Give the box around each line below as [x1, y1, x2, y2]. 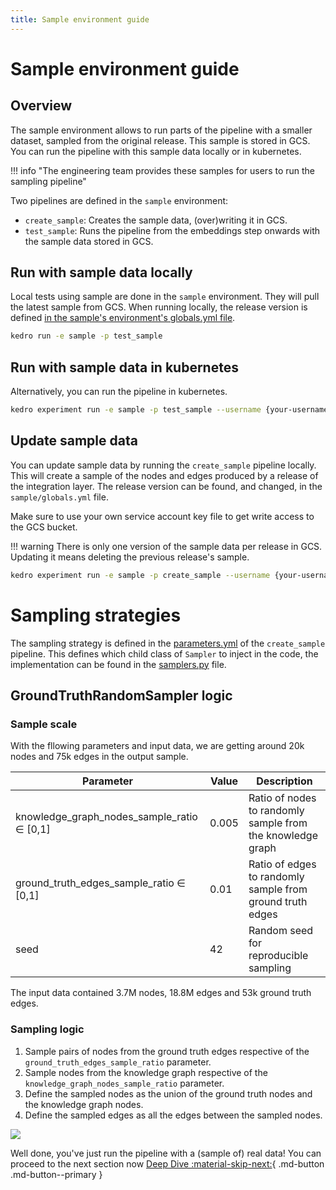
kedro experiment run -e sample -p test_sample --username [10, 405, 262, 415]
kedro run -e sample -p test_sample [10, 331, 163, 341]
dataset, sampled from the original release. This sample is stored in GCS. [10, 134, 311, 146]
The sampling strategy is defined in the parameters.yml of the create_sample [10, 637, 326, 649]
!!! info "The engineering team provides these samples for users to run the [10, 164, 316, 176]
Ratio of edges [248, 857, 317, 871]
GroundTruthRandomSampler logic [10, 687, 233, 705]
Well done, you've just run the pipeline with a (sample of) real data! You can [10, 1147, 322, 1159]
